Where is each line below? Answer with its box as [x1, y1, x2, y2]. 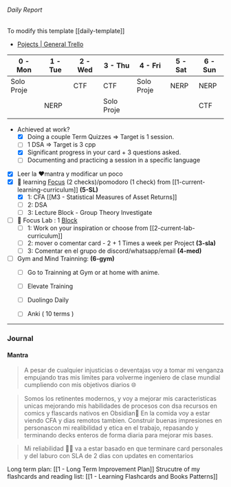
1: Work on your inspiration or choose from [27, 224, 148, 232]
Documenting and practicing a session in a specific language [27, 156, 201, 165]
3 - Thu [103, 61, 130, 70]
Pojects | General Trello [16, 40, 84, 48]
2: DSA [27, 200, 47, 209]
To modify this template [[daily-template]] [7, 27, 125, 35]
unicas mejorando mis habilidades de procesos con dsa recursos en [23, 402, 218, 410]
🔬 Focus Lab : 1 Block [16, 216, 78, 224]
